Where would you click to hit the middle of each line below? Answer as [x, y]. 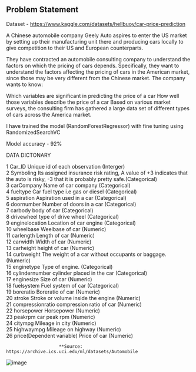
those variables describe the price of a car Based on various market [88, 102]
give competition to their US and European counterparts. [75, 48]
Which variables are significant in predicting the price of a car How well [93, 96]
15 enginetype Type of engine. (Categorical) [59, 266]
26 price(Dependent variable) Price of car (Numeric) [70, 335]
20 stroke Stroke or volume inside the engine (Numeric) [74, 298]
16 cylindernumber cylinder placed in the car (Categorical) [77, 273]
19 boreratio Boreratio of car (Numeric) [53, 292]
